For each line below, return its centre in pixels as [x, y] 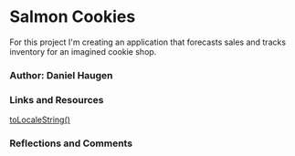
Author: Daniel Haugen [61, 75]
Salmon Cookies [73, 17]
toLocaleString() [40, 120]
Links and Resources [57, 99]
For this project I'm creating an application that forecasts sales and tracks [147, 42]
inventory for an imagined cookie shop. [83, 51]
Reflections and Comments [71, 143]
